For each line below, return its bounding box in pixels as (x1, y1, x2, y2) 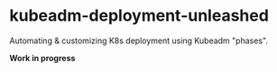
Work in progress (9, 52, 76, 63)
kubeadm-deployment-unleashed (9, 5, 269, 26)
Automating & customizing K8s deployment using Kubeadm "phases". (9, 35, 269, 46)
